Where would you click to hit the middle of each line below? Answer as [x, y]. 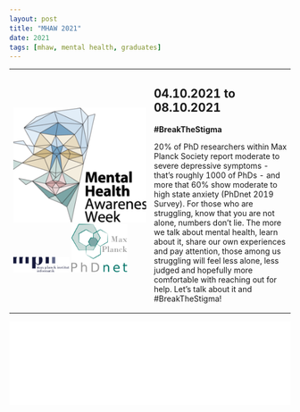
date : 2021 [29, 38]
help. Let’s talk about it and [203, 289]
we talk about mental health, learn [216, 231]
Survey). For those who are [204, 203]
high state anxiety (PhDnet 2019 [214, 194]
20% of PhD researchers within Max [221, 147]
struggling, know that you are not [214, 213]
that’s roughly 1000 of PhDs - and [217, 175]
